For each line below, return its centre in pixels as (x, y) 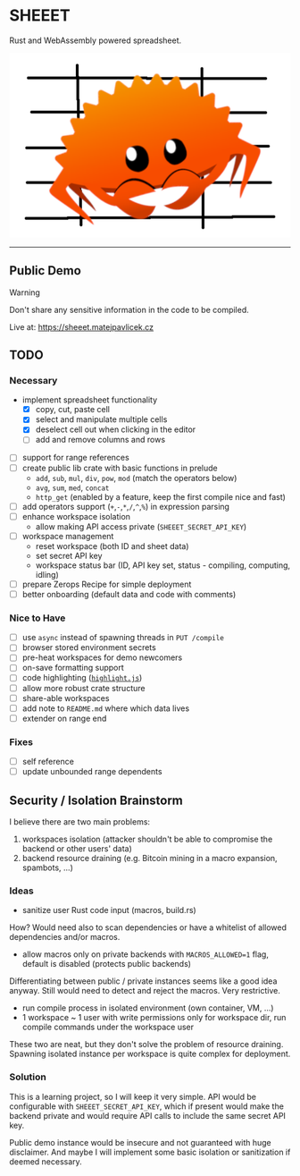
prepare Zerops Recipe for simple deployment (107, 584)
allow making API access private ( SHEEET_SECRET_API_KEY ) (141, 526)
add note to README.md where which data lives (106, 708)
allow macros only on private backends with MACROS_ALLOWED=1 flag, (146, 954)
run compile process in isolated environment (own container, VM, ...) (148, 1008)
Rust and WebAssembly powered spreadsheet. (96, 40)
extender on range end (64, 718)
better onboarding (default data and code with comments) (129, 594)
